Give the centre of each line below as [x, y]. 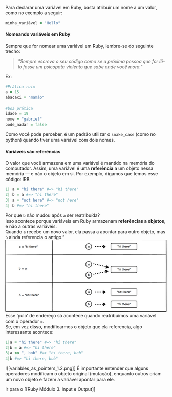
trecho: [13, 51]
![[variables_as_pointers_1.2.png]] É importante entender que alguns [77, 368]
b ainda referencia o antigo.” [35, 237]
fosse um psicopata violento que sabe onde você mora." [83, 67]
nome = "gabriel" [24, 119]
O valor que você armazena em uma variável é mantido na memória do [80, 163]
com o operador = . [25, 321]
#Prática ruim [20, 87]
